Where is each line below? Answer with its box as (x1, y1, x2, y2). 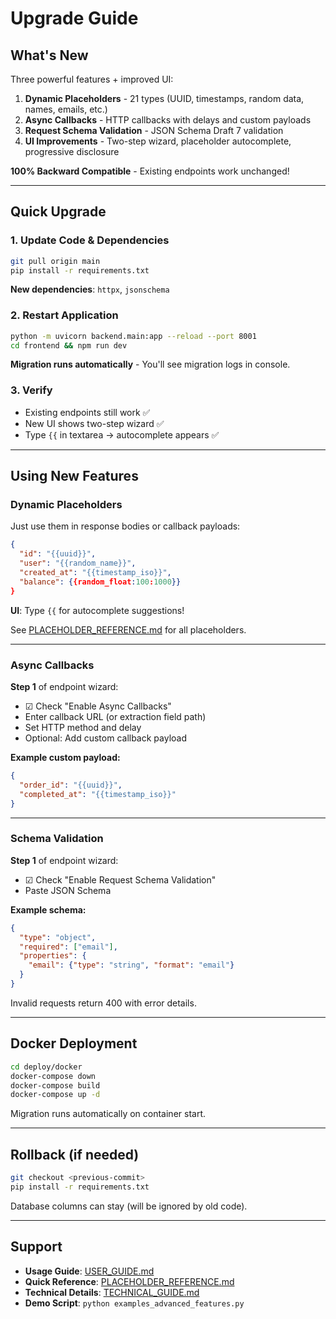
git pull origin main (10, 256, 101, 266)
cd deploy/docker (10, 1062, 83, 1072)
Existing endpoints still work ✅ (24, 406, 151, 418)
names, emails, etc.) (24, 103, 108, 115)
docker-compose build (10, 1080, 101, 1091)
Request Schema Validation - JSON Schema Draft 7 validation (24, 125, 284, 136)
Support (10, 1238, 63, 1256)
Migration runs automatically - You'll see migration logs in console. (10, 358, 291, 371)
